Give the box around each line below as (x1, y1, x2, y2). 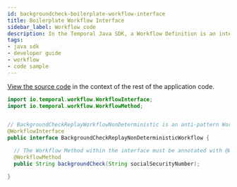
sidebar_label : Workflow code (7, 23, 97, 30)
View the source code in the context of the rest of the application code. (7, 82, 215, 90)
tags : (7, 37, 23, 44)
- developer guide (7, 50, 61, 57)
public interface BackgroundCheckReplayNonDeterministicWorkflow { (7, 135, 210, 142)
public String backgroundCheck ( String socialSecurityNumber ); (13, 160, 200, 167)
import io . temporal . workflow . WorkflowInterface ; (7, 96, 153, 103)
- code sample (7, 63, 49, 70)
